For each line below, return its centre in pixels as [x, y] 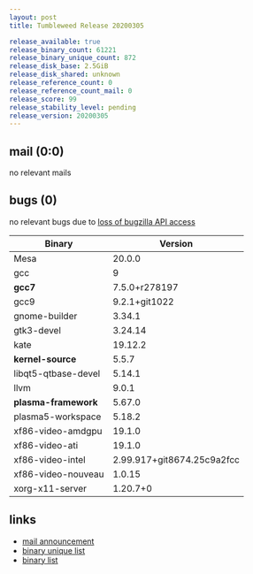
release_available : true [55, 42]
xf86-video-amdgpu [58, 431]
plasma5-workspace [57, 417]
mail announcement [58, 541]
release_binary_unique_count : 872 [73, 58]
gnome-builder [46, 316]
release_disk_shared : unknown [65, 75]
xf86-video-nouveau [59, 474]
